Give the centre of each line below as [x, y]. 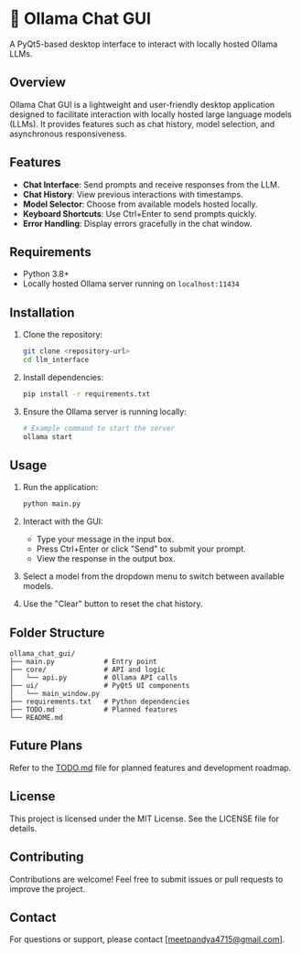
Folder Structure [57, 632]
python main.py [52, 504]
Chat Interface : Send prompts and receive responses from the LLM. [151, 184]
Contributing [47, 858]
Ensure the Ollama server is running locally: [105, 412]
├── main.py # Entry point [83, 662]
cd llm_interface [56, 360]
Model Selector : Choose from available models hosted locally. [140, 204]
